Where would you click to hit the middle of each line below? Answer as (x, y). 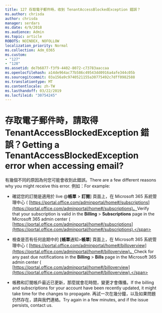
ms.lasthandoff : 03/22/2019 (33, 91)
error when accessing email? (65, 166)
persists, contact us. (32, 305)
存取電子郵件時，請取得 (52, 121)
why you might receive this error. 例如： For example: (58, 186)
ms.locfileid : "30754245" (31, 95)
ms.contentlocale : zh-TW (30, 86)
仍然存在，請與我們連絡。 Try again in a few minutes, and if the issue (80, 300)
